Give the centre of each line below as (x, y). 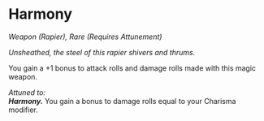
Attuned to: (27, 92)
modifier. (23, 110)
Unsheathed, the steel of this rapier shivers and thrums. (102, 52)
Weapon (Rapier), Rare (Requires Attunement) (85, 37)
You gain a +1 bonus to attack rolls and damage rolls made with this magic (132, 68)
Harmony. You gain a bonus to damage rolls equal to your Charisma (122, 101)
